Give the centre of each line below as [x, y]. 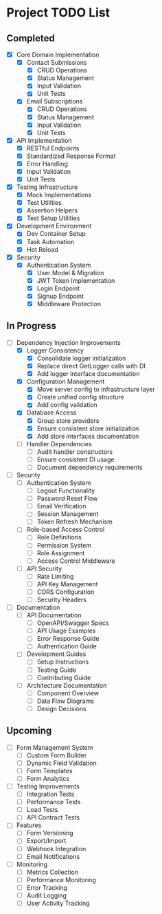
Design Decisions [61, 708]
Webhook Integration [56, 848]
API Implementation [44, 140]
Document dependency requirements [90, 467]
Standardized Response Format [71, 156]
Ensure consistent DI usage [76, 459]
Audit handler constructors [75, 451]
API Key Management [67, 584]
